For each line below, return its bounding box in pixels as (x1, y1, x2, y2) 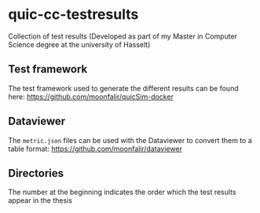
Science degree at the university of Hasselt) (8, 39, 151, 49)
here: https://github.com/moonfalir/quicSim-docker (8, 92, 174, 101)
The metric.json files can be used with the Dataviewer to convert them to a (8, 135, 253, 145)
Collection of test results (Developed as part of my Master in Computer (8, 31, 238, 41)
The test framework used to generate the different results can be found (8, 83, 239, 93)
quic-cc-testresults (8, 6, 139, 24)
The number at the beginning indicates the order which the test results (8, 187, 236, 197)
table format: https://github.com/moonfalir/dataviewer (8, 144, 183, 153)
